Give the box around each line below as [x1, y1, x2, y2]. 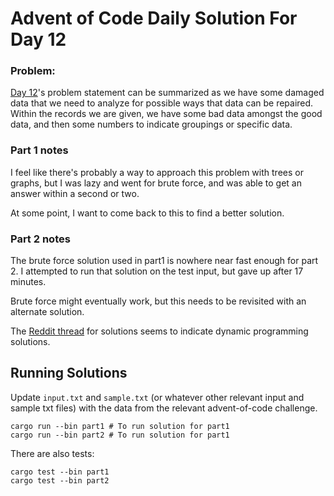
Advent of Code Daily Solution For [10, 7, 298, 30]
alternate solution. [10, 306, 85, 318]
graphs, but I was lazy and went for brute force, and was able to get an [10, 177, 302, 189]
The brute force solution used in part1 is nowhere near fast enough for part [10, 255, 319, 267]
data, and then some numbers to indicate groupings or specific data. [10, 118, 293, 131]
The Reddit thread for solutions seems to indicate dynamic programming [10, 325, 309, 337]
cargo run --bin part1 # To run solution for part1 [10, 421, 230, 431]
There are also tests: [10, 447, 95, 459]
